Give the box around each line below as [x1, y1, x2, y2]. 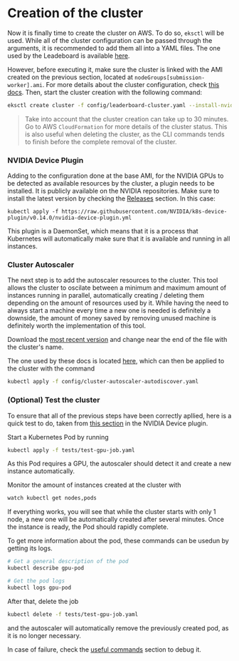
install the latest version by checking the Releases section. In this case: [7, 194, 216, 203]
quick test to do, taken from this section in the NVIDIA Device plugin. [7, 419, 208, 428]
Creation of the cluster [7, 5, 144, 21]
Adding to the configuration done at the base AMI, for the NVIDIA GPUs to [7, 171, 224, 180]
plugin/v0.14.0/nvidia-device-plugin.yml [7, 214, 132, 222]
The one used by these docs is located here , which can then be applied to [7, 357, 225, 365]
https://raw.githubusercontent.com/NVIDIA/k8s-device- [61, 208, 228, 216]
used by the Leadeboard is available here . [7, 51, 130, 60]
